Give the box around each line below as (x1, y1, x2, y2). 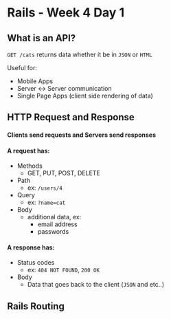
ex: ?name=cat (27, 198, 66, 207)
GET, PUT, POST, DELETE (27, 169, 101, 177)
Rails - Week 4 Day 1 (7, 5, 125, 21)
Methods (16, 162, 43, 170)
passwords (37, 228, 69, 236)
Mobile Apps (16, 77, 54, 85)
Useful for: (7, 64, 38, 71)
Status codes (16, 258, 55, 267)
